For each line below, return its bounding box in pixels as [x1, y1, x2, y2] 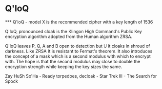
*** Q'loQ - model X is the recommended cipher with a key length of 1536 [5, 19, 153, 25]
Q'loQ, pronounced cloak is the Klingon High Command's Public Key [5, 28, 142, 34]
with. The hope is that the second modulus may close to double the [5, 58, 141, 64]
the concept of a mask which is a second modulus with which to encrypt [5, 53, 151, 59]
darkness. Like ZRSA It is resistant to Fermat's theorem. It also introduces [5, 48, 153, 54]
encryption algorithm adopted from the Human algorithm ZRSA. [5, 34, 133, 39]
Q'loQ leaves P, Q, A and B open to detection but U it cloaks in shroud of [5, 43, 150, 49]
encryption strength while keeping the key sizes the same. [5, 64, 122, 70]
